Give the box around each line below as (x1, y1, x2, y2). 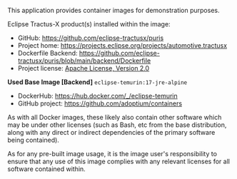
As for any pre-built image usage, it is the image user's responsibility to (7, 150, 218, 158)
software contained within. (7, 165, 86, 173)
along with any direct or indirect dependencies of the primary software (7, 128, 216, 136)
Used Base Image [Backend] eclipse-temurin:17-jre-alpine (7, 78, 188, 86)
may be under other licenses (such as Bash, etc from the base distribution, (7, 121, 227, 129)
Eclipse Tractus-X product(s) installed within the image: (7, 20, 171, 28)
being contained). (7, 135, 59, 144)
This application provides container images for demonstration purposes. (7, 6, 220, 14)
